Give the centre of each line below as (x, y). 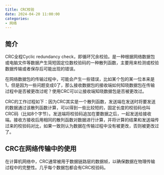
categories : (17, 18)
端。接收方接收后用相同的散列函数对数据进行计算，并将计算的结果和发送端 (80, 120)
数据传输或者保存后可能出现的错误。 (41, 69)
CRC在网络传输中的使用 (41, 149)
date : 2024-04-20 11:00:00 (32, 14)
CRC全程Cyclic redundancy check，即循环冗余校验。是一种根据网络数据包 (80, 57)
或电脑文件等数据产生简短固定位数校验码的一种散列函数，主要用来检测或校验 (82, 63)
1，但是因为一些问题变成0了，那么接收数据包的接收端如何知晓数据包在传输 (80, 85)
